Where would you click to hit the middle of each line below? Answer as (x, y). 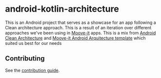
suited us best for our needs (33, 43)
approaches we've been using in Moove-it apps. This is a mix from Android (80, 33)
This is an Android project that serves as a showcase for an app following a (80, 22)
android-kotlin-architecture (62, 9)
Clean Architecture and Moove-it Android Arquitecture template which (75, 38)
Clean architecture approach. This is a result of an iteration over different (78, 27)
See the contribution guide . (32, 70)
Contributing (25, 59)
